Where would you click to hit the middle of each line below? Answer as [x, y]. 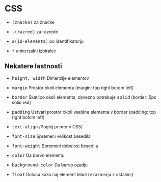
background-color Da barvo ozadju [50, 165]
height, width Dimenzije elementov [50, 78]
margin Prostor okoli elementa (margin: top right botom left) [72, 88]
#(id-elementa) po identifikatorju [48, 41]
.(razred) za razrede [35, 31]
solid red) [21, 102]
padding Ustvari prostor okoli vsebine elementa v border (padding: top [84, 112]
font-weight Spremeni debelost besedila [55, 146]
